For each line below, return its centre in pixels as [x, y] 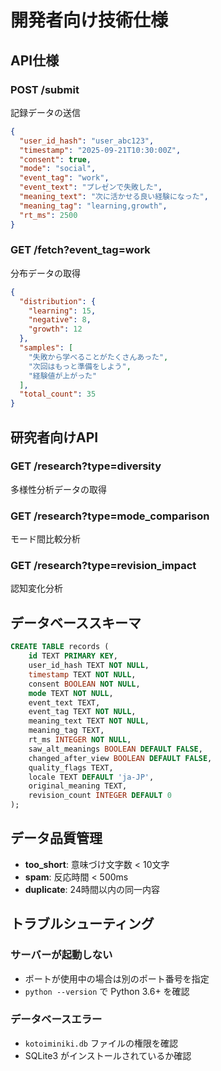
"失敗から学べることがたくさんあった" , [98, 357]
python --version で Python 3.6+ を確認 [107, 991]
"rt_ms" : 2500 [48, 215]
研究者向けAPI [54, 437]
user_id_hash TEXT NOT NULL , [89, 666]
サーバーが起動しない [61, 955]
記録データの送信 [45, 112]
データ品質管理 [56, 838]
